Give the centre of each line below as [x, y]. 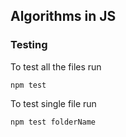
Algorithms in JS [63, 16]
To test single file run [53, 103]
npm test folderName [53, 122]
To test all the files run [56, 66]
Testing [29, 45]
